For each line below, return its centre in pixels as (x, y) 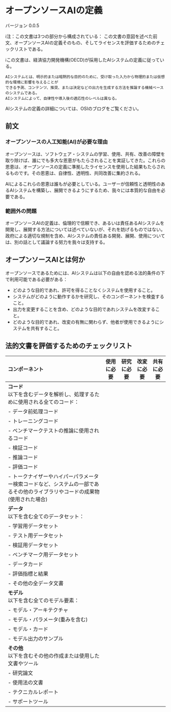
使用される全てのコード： (49, 402)
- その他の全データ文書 (36, 583)
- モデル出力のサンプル (36, 638)
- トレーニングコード (33, 421)
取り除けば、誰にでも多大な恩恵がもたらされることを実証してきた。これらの (85, 160)
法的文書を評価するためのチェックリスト (69, 346)
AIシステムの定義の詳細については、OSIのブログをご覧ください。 (73, 108)
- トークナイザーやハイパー (41, 476)
